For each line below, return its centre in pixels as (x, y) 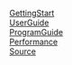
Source (22, 51)
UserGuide (29, 23)
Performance (34, 42)
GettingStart (32, 13)
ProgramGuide (36, 32)
